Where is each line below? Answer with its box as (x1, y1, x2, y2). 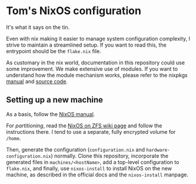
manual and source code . (6, 78, 68, 85)
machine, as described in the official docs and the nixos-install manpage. (6, 171, 188, 178)
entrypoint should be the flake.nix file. (6, 47, 101, 54)
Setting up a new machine (6, 95, 104, 105)
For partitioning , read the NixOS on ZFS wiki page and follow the (6, 122, 162, 129)
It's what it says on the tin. (6, 24, 70, 31)
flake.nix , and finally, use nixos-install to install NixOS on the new (6, 165, 172, 172)
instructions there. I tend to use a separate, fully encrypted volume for (6, 128, 176, 135)
